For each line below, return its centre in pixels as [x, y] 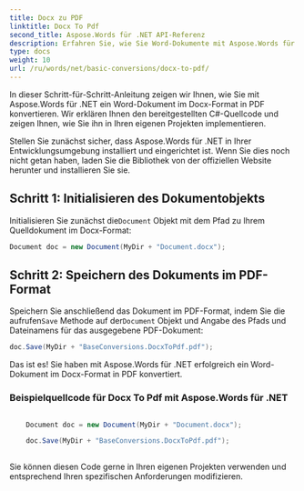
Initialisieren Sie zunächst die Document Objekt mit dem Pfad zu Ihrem [137, 220]
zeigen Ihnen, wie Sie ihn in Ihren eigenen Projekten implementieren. [138, 123]
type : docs [30, 52]
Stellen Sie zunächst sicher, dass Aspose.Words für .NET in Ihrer [131, 141]
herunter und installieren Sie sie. [70, 170]
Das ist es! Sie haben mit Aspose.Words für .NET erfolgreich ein [129, 365]
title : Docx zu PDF [46, 18]
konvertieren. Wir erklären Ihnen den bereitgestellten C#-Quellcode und [144, 114]
